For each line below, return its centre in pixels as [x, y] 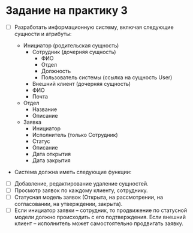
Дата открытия [52, 154]
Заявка [32, 122]
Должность [56, 71]
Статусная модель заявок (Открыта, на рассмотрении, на [88, 197]
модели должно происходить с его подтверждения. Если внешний [100, 217]
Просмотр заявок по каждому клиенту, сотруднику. [81, 190]
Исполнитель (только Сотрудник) [75, 135]
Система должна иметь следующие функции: [73, 172]
